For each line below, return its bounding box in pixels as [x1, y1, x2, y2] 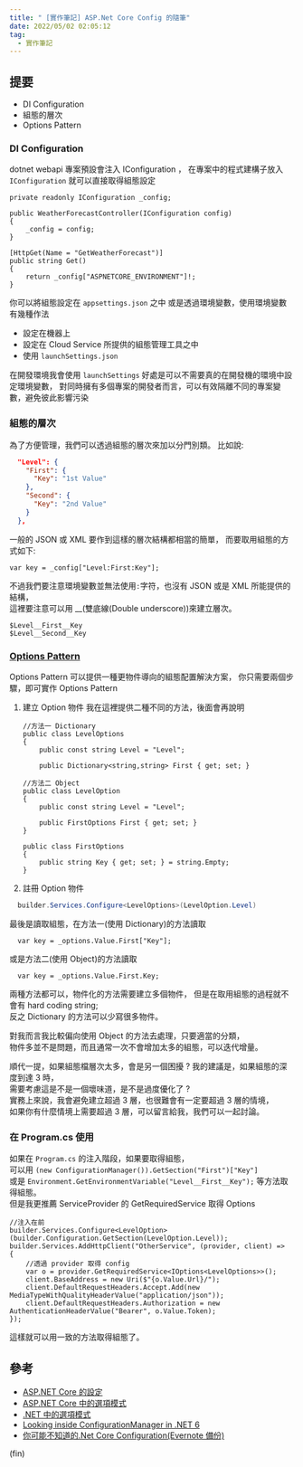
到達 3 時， [16, 1072, 59, 1083]
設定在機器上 [22, 327, 71, 339]
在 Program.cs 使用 [9, 1131, 95, 1143]
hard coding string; [26, 999, 99, 1010]
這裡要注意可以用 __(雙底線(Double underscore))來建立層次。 [9, 602, 237, 613]
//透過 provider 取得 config [25, 1259, 130, 1269]
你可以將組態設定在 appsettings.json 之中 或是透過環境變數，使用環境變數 [9, 298, 288, 308]
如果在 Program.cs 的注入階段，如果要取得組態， [9, 1153, 190, 1164]
